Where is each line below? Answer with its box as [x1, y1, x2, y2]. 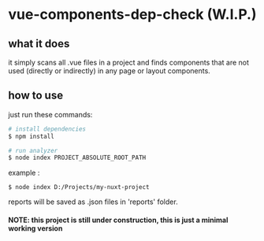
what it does [8, 37, 70, 50]
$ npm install [8, 132, 55, 140]
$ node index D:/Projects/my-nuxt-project [8, 184, 150, 191]
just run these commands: [8, 109, 93, 119]
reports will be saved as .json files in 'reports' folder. [8, 197, 179, 206]
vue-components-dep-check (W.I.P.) [8, 6, 257, 24]
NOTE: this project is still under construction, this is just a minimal [8, 215, 229, 224]
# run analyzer [8, 146, 58, 154]
